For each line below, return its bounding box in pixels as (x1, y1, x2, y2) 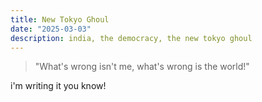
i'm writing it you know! (10, 80, 107, 92)
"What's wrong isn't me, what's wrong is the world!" (34, 61, 250, 73)
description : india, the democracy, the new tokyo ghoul (10, 33, 253, 43)
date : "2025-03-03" (10, 24, 92, 34)
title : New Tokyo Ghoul (10, 14, 110, 25)
